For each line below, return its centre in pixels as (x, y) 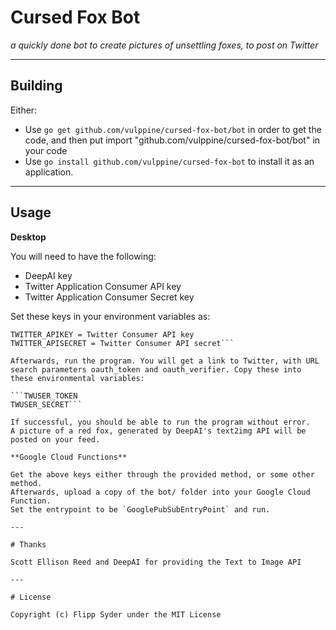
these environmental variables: (77, 378)
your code (46, 150)
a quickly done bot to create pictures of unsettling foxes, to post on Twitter (164, 45)
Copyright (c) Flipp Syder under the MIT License (116, 614)
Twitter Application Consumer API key (103, 286)
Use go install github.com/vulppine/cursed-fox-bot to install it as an (169, 161)
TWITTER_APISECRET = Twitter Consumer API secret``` (122, 343)
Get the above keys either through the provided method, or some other (162, 474)
